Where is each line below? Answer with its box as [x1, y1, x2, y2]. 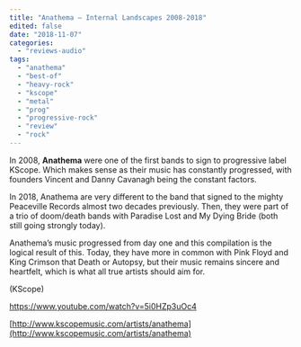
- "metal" [17, 96, 54, 106]
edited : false [9, 22, 63, 31]
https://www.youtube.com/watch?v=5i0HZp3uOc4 [9, 300, 198, 311]
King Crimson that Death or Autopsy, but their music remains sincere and [9, 256, 280, 267]
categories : [9, 38, 54, 48]
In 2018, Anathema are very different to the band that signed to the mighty [9, 191, 284, 202]
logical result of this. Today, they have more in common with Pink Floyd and [9, 246, 289, 257]
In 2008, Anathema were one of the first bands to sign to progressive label [9, 155, 288, 165]
